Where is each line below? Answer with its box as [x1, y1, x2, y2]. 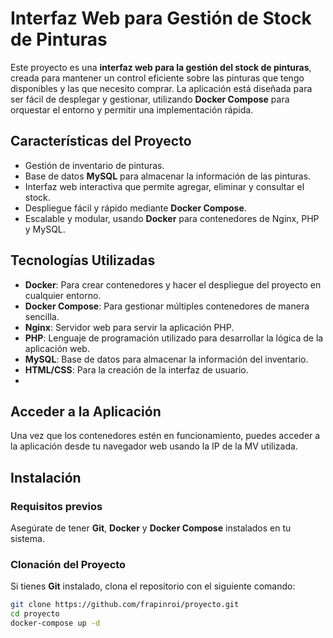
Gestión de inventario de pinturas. [24, 159, 165, 171]
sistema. [10, 533, 45, 545]
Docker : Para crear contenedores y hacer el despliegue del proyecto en [24, 278, 322, 291]
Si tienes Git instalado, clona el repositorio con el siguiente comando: [10, 580, 296, 592]
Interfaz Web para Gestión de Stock [10, 7, 312, 30]
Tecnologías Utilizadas [10, 252, 156, 269]
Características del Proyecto [10, 133, 192, 150]
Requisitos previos [10, 499, 103, 513]
